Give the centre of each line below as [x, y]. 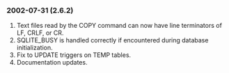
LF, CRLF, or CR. [40, 33]
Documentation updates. [52, 63]
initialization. [34, 48]
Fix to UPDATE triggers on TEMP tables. [74, 55]
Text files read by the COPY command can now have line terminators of [119, 26]
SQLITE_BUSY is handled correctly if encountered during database [112, 40]
